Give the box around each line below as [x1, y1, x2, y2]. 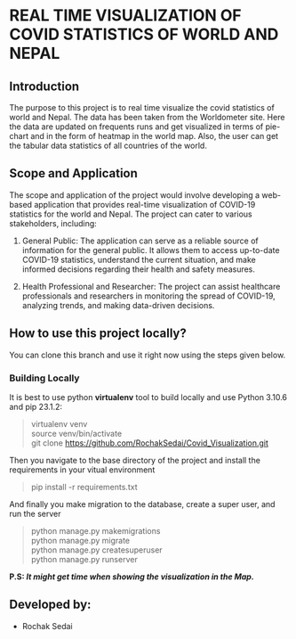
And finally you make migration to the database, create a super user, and [9, 498, 276, 509]
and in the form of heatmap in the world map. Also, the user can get [30, 131, 278, 141]
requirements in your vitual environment [9, 464, 156, 475]
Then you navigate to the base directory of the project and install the [9, 455, 260, 465]
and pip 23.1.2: [9, 401, 63, 412]
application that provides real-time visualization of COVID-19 [34, 199, 256, 209]
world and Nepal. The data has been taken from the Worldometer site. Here [9, 112, 285, 122]
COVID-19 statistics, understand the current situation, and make [21, 254, 256, 265]
